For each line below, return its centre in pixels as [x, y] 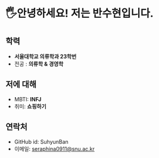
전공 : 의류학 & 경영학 [39, 64]
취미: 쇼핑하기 [30, 106]
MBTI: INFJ [28, 99]
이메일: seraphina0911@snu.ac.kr [54, 148]
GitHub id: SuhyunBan [41, 141]
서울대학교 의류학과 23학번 [45, 56]
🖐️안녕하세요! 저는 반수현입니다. [80, 13]
